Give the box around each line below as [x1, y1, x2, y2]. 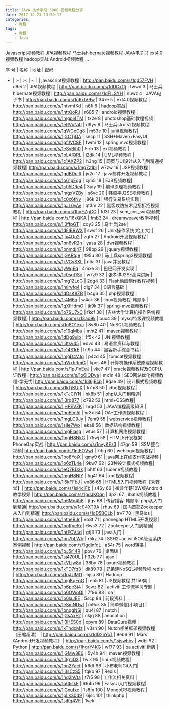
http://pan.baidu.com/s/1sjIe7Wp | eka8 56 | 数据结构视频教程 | [12, 422, 143, 428]
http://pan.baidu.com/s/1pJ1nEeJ [21, 366, 90, 372]
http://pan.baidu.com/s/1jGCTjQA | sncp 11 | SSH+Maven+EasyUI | [12, 133, 150, 139]
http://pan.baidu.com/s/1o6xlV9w [25, 96, 95, 102]
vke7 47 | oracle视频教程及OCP [93, 366, 158, 372]
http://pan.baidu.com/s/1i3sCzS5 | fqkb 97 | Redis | [12, 668, 119, 674]
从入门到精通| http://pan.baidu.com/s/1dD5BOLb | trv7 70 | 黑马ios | [12, 510, 153, 516]
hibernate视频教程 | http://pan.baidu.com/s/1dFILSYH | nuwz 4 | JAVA [12, 90, 157, 96]
